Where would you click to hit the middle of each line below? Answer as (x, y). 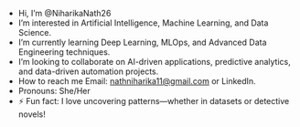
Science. (35, 32)
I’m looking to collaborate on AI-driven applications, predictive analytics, (154, 62)
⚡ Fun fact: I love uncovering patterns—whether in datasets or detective (154, 101)
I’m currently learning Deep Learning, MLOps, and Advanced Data (142, 42)
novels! (32, 114)
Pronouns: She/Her (54, 91)
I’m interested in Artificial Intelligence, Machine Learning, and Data (143, 23)
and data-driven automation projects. (88, 71)
